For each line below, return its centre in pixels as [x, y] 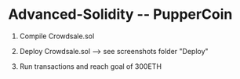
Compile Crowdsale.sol [57, 36]
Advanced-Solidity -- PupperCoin [120, 14]
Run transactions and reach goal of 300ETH [91, 66]
